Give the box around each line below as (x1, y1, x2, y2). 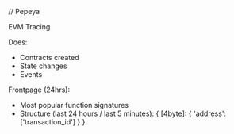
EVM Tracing (8, 22, 51, 31)
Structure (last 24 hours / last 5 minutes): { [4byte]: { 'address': (19, 109, 227, 118)
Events (19, 70, 43, 78)
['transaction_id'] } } (19, 117, 86, 126)
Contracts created (19, 53, 79, 62)
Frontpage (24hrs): (8, 85, 70, 94)
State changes (19, 61, 67, 71)
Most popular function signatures (19, 101, 129, 109)
